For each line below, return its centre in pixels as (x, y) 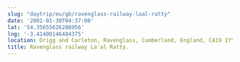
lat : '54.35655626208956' (46, 27)
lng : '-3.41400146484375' (46, 34)
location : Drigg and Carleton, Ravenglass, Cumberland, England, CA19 (115, 41)
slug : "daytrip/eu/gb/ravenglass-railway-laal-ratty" (89, 14)
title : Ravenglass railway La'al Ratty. (69, 47)
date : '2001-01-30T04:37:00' (51, 21)
